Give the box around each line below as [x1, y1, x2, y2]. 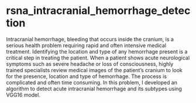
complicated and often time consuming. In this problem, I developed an [6, 79, 177, 86]
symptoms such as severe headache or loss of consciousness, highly [6, 60, 174, 68]
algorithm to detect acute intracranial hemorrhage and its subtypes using [6, 85, 183, 92]
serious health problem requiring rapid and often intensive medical [6, 42, 167, 49]
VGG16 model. [6, 91, 41, 98]
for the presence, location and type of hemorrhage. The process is [6, 73, 167, 80]
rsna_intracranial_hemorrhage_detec [6, 4, 191, 17]
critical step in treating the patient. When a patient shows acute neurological [6, 54, 190, 61]
